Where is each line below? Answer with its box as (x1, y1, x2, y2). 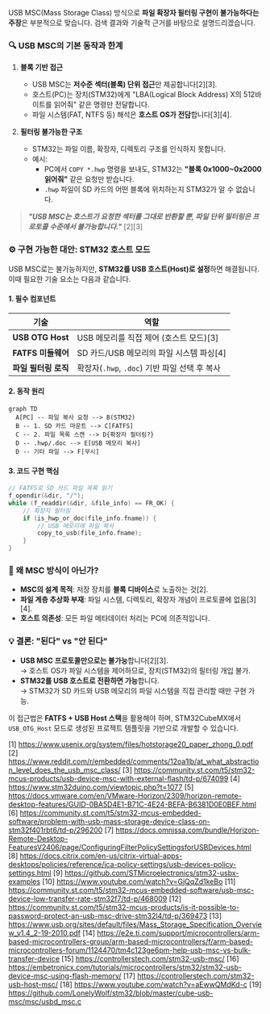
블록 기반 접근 (19, 62, 63, 72)
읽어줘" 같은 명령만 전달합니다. (53, 100, 150, 110)
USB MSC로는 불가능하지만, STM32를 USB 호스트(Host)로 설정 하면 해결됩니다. (8, 264, 260, 274)
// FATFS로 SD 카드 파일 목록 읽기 (8, 484, 113, 492)
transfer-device (8, 953, 60, 963)
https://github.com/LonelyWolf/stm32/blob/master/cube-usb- (8, 988, 214, 998)
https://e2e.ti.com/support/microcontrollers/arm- (96, 928, 260, 937)
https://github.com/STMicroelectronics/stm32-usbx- (64, 868, 239, 878)
